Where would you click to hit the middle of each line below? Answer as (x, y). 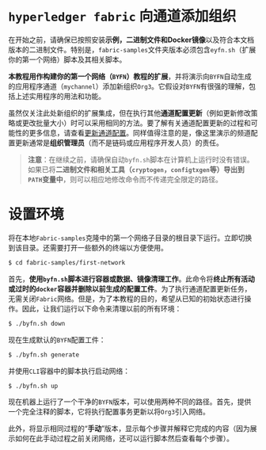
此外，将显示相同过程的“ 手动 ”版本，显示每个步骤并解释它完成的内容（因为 (129, 429)
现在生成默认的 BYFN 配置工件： (57, 339)
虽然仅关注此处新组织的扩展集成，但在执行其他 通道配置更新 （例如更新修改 (129, 113)
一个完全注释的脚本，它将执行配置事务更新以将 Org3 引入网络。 (109, 412)
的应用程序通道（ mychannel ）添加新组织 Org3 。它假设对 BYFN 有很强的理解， (129, 86)
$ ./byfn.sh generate (44, 355)
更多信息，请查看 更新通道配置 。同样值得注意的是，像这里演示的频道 (140, 132)
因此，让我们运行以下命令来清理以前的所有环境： (102, 308)
